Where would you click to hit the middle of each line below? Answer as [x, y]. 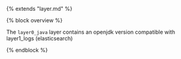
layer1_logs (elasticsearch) [40, 38]
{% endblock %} [27, 50]
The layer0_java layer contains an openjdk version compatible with [91, 32]
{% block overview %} [34, 20]
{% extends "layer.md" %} [39, 9]
